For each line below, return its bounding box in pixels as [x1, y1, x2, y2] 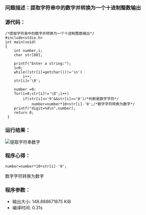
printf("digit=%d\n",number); [14, 106, 76, 111]
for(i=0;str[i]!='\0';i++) [14, 91, 69, 96]
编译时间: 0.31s [12, 205, 43, 211]
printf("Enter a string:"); [14, 61, 71, 66]
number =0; [14, 87, 36, 92]
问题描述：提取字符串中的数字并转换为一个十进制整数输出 [5, 4, 141, 11]
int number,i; [14, 48, 43, 54]
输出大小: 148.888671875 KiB [12, 199, 71, 205]
